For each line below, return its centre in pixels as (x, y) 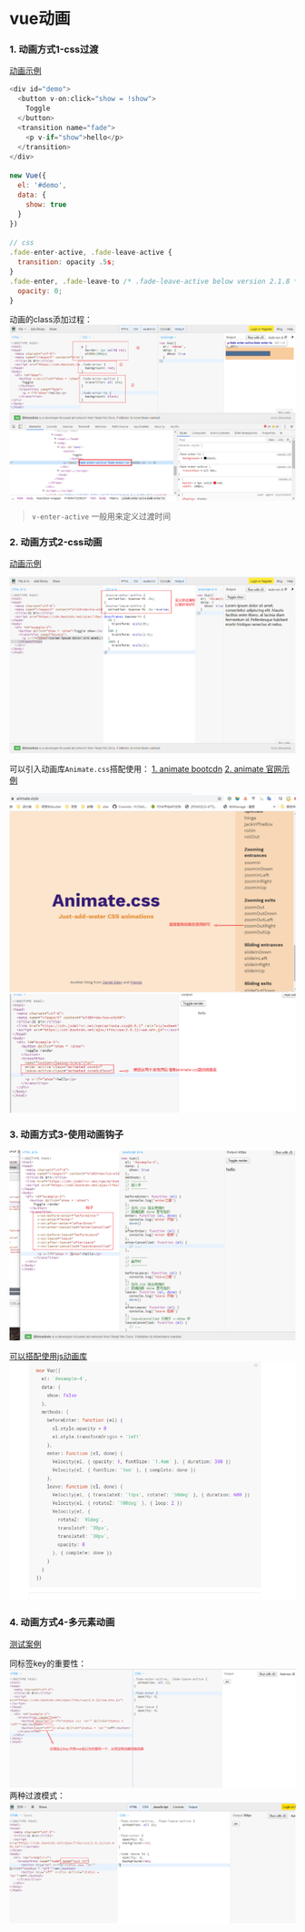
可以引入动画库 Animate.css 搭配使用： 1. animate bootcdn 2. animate (137, 768)
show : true (46, 204)
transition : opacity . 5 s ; (67, 262)
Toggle (38, 109)
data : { (32, 195)
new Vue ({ (28, 176)
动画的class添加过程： (51, 319)
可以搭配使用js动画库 (49, 1356)
